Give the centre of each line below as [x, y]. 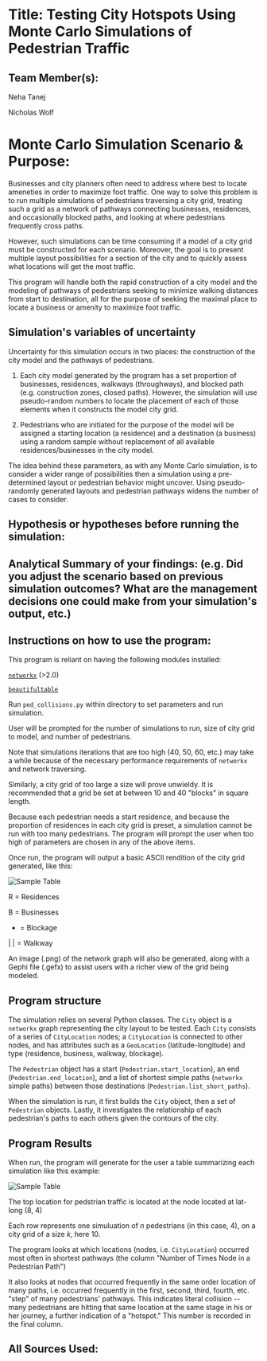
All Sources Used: [54, 1349]
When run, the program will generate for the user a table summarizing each [132, 1162]
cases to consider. [39, 499]
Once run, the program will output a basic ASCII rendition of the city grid [126, 858]
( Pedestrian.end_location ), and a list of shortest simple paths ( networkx [126, 1078]
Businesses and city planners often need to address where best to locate [128, 183]
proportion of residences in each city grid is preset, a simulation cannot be [130, 825]
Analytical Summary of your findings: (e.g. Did [126, 564]
